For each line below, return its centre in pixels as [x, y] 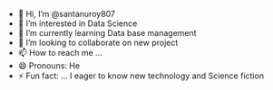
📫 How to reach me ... [60, 53]
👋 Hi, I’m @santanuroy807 [67, 14]
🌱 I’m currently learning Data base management [107, 33]
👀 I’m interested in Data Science [78, 23]
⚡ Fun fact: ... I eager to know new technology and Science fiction [141, 76]
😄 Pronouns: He [49, 66]
